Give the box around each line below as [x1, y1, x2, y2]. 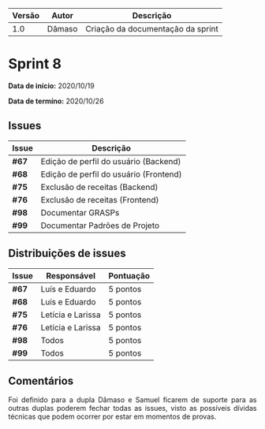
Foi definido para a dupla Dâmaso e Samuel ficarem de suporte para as [8, 395, 257, 405]
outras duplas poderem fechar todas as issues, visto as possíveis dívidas [8, 404, 257, 413]
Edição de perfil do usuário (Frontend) [40, 169, 183, 180]
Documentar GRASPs [40, 207, 120, 218]
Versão [12, 10, 40, 21]
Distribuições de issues [8, 247, 126, 260]
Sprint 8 [8, 55, 62, 73]
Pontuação [108, 270, 151, 281]
